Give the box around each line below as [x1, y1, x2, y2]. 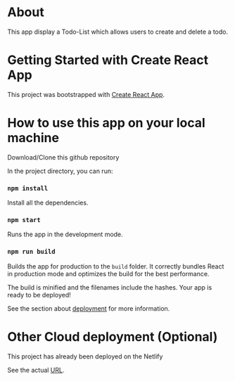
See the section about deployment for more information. [7, 304, 170, 313]
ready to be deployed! [7, 290, 72, 299]
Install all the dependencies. [7, 198, 89, 207]
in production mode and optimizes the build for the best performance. [7, 269, 210, 278]
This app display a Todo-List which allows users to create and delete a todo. [7, 27, 229, 36]
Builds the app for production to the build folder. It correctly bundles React [7, 261, 224, 271]
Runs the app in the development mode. [7, 230, 123, 239]
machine [7, 130, 60, 146]
